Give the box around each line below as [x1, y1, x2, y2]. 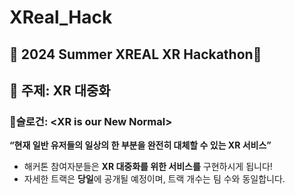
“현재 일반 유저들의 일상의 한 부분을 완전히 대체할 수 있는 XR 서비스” [9, 139, 272, 151]
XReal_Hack [9, 6, 113, 29]
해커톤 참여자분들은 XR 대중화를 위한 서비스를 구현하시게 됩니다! [23, 161, 273, 173]
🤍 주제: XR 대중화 [9, 82, 111, 99]
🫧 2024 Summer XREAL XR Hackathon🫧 [9, 46, 262, 63]
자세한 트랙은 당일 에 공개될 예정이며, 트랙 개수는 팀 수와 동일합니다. [23, 173, 286, 185]
